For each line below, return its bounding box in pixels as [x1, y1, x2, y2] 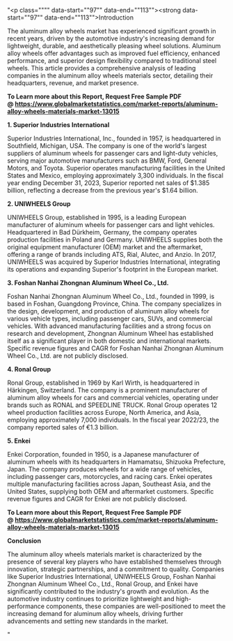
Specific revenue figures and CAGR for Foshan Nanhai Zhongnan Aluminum [7, 344, 224, 352]
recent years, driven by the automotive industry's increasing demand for [7, 34, 215, 43]
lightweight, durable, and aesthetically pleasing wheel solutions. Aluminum [7, 42, 221, 50]
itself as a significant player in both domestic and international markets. [7, 337, 212, 345]
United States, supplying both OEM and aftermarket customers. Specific [7, 487, 214, 495]
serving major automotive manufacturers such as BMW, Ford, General [7, 156, 207, 165]
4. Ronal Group [7, 365, 51, 373]
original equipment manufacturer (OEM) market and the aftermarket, [7, 243, 203, 251]
